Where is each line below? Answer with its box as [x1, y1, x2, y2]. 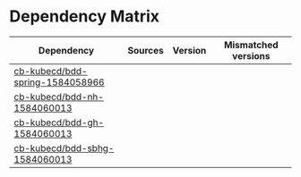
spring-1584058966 [13, 76, 105, 88]
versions [232, 49, 271, 62]
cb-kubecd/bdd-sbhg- [13, 141, 115, 154]
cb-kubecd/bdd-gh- [13, 116, 105, 129]
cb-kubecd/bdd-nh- [13, 90, 105, 103]
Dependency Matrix [9, 6, 159, 27]
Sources [127, 44, 164, 56]
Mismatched [223, 38, 279, 51]
